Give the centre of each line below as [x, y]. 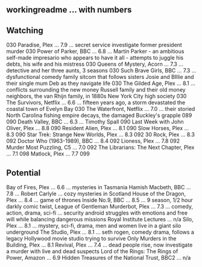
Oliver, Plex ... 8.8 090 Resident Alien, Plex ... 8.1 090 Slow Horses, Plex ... [98, 128]
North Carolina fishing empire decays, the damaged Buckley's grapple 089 [99, 115]
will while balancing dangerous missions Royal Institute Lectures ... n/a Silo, [100, 219]
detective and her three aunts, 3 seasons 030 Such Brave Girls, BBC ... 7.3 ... [101, 71]
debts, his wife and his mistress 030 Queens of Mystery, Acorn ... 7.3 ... [95, 64]
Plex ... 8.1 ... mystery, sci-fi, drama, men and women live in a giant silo [94, 226]
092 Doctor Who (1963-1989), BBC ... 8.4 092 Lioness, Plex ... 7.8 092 [93, 141]
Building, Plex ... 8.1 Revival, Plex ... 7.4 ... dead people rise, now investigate [99, 245]
